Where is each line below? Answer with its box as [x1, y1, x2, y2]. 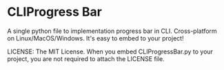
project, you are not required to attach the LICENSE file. [7, 54, 165, 62]
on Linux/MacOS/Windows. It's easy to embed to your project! [7, 34, 184, 42]
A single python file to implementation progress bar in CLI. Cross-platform [7, 27, 217, 35]
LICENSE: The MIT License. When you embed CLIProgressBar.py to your [7, 47, 214, 56]
